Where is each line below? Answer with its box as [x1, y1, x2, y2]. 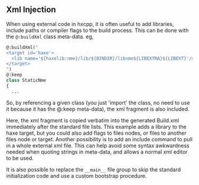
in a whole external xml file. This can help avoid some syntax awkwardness [6, 142, 190, 149]
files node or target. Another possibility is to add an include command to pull [6, 135, 192, 142]
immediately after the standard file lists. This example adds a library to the [6, 123, 187, 130]
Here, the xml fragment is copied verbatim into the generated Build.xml [6, 116, 179, 124]
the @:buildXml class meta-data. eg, [6, 33, 94, 40]
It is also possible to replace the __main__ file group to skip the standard [6, 165, 181, 173]
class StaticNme [6, 77, 46, 83]
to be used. [6, 154, 34, 161]
